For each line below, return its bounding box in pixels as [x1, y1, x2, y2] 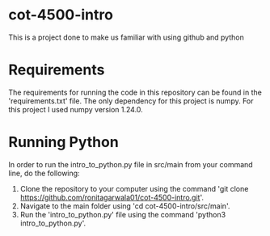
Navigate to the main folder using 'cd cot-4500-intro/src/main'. [19, 200, 230, 211]
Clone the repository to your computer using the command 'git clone [19, 183, 249, 193]
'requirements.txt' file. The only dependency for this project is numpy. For [8, 95, 254, 106]
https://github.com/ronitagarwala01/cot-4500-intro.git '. [19, 192, 205, 202]
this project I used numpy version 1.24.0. [8, 104, 143, 114]
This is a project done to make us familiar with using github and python [8, 32, 244, 42]
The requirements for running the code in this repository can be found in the [8, 87, 263, 97]
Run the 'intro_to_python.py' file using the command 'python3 [19, 209, 226, 219]
